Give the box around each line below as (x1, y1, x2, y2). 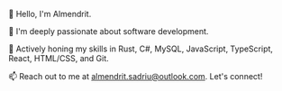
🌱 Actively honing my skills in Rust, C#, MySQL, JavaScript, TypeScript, (8, 43, 274, 54)
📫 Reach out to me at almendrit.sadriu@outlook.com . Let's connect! (8, 71, 263, 81)
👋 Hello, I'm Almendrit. (8, 9, 92, 19)
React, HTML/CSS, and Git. (8, 53, 109, 63)
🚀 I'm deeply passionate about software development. (8, 26, 209, 36)
